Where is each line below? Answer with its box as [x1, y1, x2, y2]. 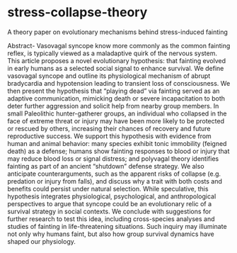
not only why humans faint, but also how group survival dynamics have [7, 230, 214, 238]
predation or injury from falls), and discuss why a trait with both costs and [7, 176, 223, 185]
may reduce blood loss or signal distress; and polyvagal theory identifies [7, 154, 219, 163]
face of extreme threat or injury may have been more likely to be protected [7, 116, 225, 125]
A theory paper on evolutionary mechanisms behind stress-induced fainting [7, 28, 229, 36]
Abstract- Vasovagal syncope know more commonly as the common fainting [7, 41, 231, 50]
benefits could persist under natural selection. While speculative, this [7, 184, 209, 193]
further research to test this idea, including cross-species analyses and [7, 214, 215, 223]
